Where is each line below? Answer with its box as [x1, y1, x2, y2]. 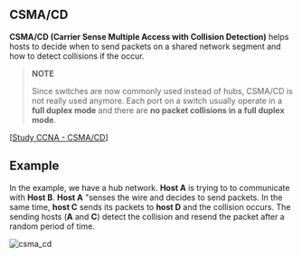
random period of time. [9, 221, 95, 232]
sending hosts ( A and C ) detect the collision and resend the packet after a [9, 211, 285, 222]
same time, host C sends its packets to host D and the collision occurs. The [9, 201, 291, 212]
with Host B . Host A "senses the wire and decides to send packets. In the [9, 192, 283, 203]
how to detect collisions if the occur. [9, 50, 145, 62]
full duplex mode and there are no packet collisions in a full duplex [31, 104, 285, 116]
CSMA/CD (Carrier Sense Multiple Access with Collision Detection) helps [9, 31, 289, 42]
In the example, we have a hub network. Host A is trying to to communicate [9, 182, 290, 193]
